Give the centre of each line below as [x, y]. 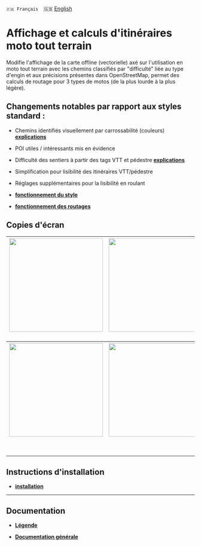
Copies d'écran [35, 225]
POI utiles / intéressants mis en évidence [65, 148]
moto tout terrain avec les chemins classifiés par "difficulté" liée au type [95, 69]
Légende [26, 525]
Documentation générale [47, 537]
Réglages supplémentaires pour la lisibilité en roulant [80, 183]
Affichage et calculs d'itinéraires [89, 33]
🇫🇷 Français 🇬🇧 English [39, 9]
